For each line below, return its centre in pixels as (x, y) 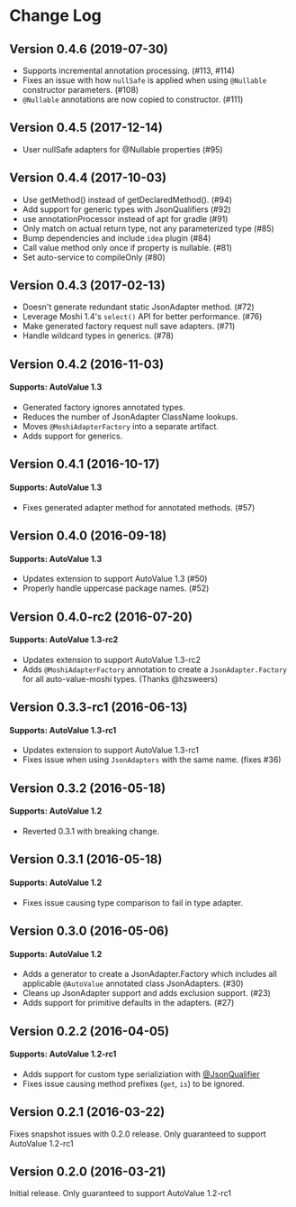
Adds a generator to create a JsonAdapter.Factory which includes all (149, 974)
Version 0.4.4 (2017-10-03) (88, 178)
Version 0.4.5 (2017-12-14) (86, 128)
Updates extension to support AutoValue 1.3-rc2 (111, 659)
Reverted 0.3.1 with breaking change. (91, 831)
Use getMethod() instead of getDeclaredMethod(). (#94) (127, 199)
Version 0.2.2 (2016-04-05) (89, 1031)
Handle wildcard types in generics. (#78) (98, 336)
